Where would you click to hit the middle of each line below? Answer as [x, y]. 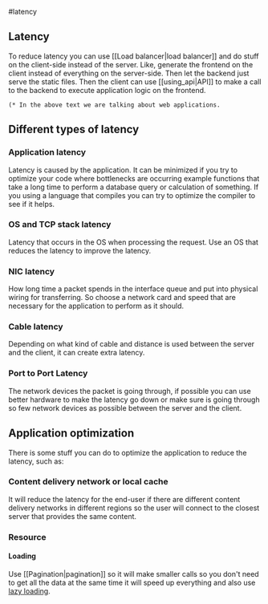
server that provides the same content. [73, 516]
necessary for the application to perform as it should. [96, 306]
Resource [27, 537]
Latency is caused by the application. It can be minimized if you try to [123, 170]
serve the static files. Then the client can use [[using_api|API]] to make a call [135, 81]
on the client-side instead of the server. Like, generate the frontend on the [131, 64]
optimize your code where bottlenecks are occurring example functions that [134, 178]
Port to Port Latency [48, 374]
